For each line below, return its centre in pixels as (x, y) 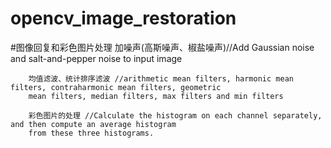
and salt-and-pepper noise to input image (96, 58)
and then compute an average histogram (93, 124)
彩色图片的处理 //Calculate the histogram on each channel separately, (175, 115)
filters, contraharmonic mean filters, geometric (116, 87)
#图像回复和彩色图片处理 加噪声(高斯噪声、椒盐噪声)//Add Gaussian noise (162, 47)
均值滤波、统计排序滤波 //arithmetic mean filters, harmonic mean (161, 78)
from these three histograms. (91, 133)
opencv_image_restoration (123, 18)
